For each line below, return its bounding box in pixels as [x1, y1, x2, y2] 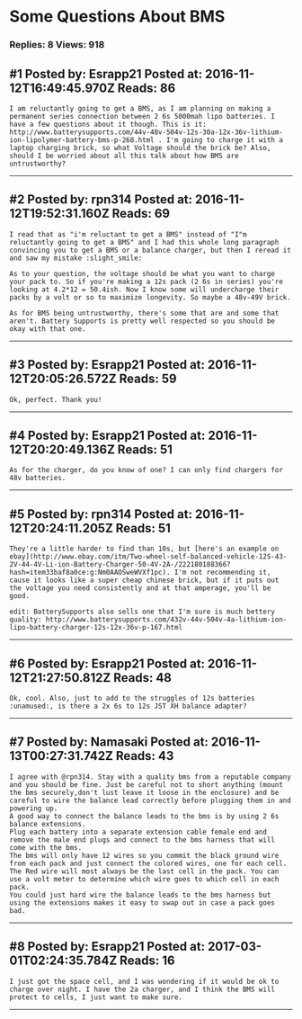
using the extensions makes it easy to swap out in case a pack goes [9, 898, 276, 907]
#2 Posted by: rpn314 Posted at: [9, 192, 193, 208]
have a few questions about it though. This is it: [9, 120, 207, 129]
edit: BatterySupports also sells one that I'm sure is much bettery [9, 607, 276, 617]
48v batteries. [9, 474, 67, 483]
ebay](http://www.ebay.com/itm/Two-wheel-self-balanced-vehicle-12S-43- [9, 552, 288, 561]
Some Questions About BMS [9, 6, 226, 27]
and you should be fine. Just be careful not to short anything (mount [9, 780, 283, 789]
